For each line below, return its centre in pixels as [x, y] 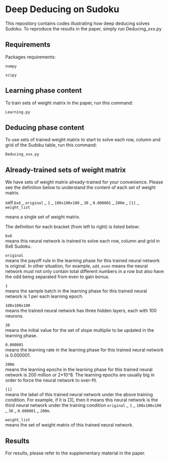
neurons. [14, 316]
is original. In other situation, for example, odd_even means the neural [76, 266]
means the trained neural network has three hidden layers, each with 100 [81, 311]
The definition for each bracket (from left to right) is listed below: [72, 227]
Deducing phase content [45, 127]
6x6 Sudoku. [18, 246]
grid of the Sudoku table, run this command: [51, 145]
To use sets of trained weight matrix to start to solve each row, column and [83, 140]
